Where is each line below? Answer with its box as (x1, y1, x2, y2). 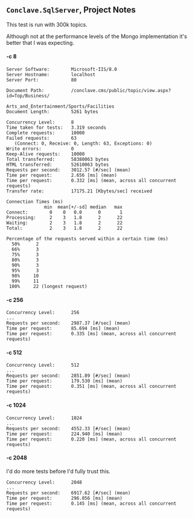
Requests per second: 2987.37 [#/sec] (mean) (6, 320, 131, 326)
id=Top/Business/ (6, 93, 50, 99)
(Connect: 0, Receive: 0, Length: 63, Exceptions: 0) (14, 140, 153, 147)
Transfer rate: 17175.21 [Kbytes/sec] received (6, 188, 153, 194)
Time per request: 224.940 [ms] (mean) (6, 431, 122, 437)
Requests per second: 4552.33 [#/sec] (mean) (6, 425, 131, 431)
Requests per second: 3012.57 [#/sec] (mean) (6, 167, 131, 173)
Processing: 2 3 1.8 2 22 (6, 215, 122, 221)
